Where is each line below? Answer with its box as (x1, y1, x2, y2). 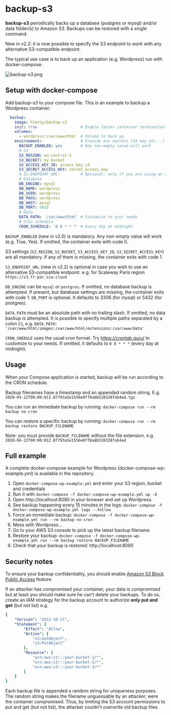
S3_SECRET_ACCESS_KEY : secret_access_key (18, 167, 108, 172)
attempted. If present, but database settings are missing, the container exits (5, 289, 164, 295)
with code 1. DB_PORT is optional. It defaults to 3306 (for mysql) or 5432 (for (5, 294, 162, 300)
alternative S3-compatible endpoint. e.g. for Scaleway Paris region (5, 269, 145, 275)
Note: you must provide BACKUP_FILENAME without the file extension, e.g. (5, 432, 154, 439)
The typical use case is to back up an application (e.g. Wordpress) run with (5, 56, 163, 62)
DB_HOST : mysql (18, 200, 51, 206)
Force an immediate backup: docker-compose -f (12, 512, 113, 518)
